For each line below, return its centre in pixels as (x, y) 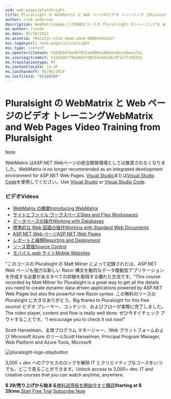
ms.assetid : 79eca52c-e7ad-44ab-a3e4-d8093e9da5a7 (60, 39)
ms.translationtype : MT (31, 62)
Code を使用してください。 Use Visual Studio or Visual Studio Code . (76, 182)
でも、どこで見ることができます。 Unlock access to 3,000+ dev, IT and (79, 369)
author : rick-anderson (29, 19)
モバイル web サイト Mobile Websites (51, 253)
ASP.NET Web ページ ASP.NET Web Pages (57, 234)
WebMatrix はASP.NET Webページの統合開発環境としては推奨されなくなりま (85, 163)
